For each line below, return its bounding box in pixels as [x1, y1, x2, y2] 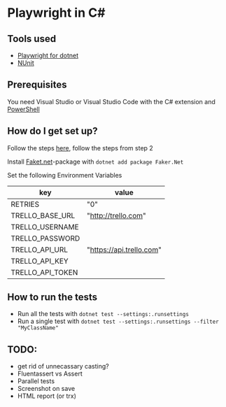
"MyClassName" [17, 324, 59, 331]
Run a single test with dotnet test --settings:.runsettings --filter [17, 317, 219, 326]
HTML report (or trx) [17, 392, 77, 400]
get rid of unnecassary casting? [17, 362, 110, 371]
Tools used [7, 33, 57, 45]
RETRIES [10, 199, 40, 209]
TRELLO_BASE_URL [10, 210, 76, 220]
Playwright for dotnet [17, 51, 79, 59]
